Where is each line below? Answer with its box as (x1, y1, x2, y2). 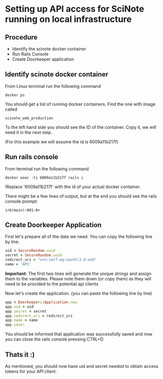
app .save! (5, 322, 25, 327)
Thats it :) (5, 350, 35, 359)
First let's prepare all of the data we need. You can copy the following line (5, 234, 152, 240)
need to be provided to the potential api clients (5, 281, 99, 287)
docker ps (5, 92, 25, 98)
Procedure (5, 33, 38, 41)
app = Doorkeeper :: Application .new (5, 300, 77, 305)
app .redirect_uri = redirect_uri (5, 313, 73, 318)
